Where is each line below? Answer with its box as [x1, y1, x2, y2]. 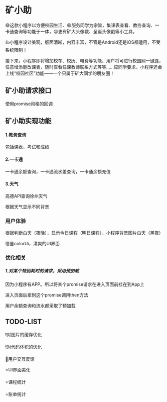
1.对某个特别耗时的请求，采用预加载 [5, 267, 79, 274]
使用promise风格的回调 [5, 100, 53, 107]
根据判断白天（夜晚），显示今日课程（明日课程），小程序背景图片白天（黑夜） [5, 230, 163, 236]
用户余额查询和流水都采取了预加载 [5, 303, 76, 309]
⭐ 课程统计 [5, 379, 26, 385]
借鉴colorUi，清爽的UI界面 [5, 241, 60, 247]
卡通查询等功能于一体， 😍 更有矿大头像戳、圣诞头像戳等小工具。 [5, 28, 137, 34]
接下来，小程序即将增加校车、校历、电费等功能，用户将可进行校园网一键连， [5, 57, 163, 63]
